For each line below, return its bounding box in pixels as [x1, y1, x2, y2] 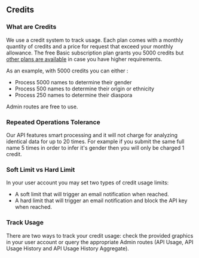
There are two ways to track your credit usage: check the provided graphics [6, 232, 194, 239]
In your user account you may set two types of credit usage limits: [6, 179, 169, 186]
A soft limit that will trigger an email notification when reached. [14, 191, 169, 198]
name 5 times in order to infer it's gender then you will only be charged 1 [6, 144, 185, 151]
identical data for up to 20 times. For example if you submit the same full [6, 138, 185, 145]
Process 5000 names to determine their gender [14, 78, 132, 86]
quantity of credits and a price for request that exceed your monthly [6, 43, 173, 50]
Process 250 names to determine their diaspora [14, 91, 133, 98]
